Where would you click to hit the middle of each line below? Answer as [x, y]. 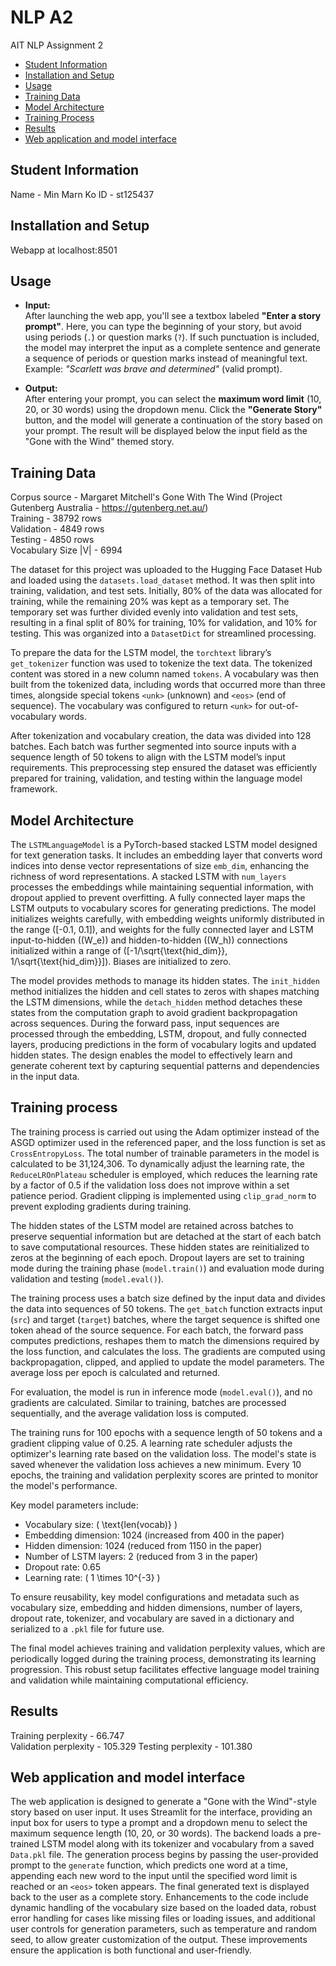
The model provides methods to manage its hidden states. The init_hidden [165, 980]
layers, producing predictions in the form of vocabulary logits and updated [163, 1044]
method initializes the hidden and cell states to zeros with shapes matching [165, 991]
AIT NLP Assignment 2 [57, 45]
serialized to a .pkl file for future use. [87, 1628]
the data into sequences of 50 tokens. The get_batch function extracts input [166, 1308]
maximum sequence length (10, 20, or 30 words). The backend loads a [156, 1833]
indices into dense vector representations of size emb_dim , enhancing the [160, 865]
